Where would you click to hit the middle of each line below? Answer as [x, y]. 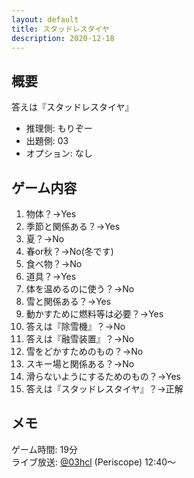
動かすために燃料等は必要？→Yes [94, 314]
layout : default [45, 19]
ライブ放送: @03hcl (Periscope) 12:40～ [94, 462]
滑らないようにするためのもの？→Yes [103, 376]
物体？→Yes [51, 214]
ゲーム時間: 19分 [44, 449]
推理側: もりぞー [59, 128]
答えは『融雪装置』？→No [80, 339]
